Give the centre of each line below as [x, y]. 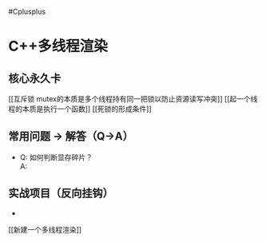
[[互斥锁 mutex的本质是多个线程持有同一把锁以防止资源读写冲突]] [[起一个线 [133, 99]
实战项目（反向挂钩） [61, 194]
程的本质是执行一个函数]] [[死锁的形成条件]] [80, 109]
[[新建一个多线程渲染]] [45, 229]
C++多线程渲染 [58, 46]
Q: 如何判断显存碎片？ [56, 157]
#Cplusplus [27, 12]
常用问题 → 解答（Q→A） [71, 136]
